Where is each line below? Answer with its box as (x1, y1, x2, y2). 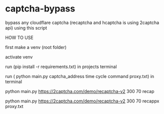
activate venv (5, 53, 33, 60)
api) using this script (5, 24, 47, 30)
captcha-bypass (5, 3, 75, 14)
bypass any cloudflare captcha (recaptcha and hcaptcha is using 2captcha (5, 19, 159, 25)
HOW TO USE (5, 34, 33, 40)
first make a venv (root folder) (5, 44, 66, 50)
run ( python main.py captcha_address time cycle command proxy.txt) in (5, 73, 154, 79)
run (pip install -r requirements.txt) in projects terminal (5, 63, 117, 69)
